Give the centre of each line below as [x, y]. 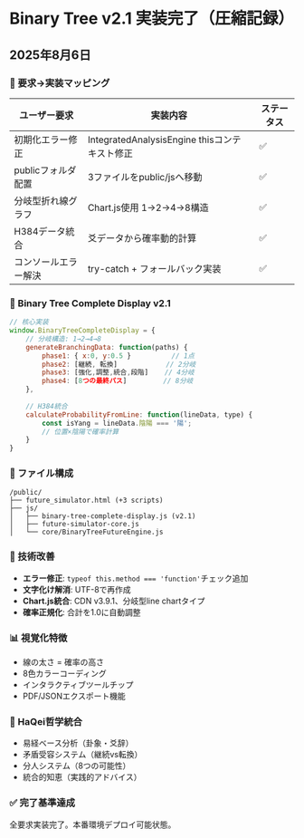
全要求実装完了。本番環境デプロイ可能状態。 [93, 824]
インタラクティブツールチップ [78, 685]
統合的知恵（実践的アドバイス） [82, 777]
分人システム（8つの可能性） [76, 766]
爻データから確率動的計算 [142, 238]
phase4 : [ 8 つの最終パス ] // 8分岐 [118, 381]
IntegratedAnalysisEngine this [151, 140]
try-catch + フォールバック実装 [154, 268]
